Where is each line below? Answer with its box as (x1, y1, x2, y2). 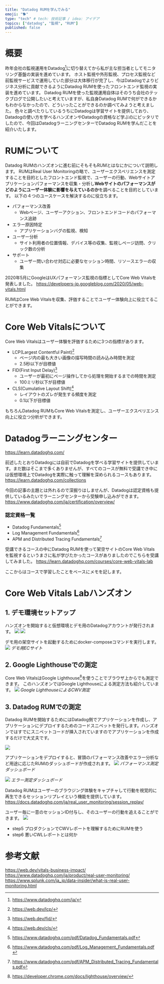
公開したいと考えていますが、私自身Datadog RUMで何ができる (26, 96, 153, 102)
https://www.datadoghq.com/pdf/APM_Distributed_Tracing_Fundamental (12, 959, 159, 964)
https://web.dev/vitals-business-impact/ (5, 867, 86, 873)
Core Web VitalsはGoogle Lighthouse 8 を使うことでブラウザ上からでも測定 (5, 674, 155, 681)
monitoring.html (5, 882, 37, 888)
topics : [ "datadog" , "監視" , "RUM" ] (5, 21, 78, 26)
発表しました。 (5, 280, 35, 286)
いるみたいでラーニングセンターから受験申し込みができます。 (18, 493, 142, 499)
